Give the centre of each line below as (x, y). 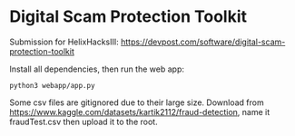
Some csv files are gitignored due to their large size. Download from (137, 102)
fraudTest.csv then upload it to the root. (84, 121)
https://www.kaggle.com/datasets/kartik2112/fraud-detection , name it (140, 112)
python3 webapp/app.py (52, 85)
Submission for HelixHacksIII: (64, 42)
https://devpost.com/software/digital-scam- (203, 42)
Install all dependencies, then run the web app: (97, 69)
